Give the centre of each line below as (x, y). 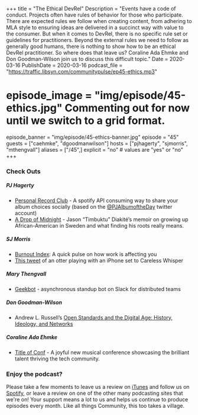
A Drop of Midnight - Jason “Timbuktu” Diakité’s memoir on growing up (101, 219)
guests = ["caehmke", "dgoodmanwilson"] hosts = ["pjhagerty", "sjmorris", (97, 143)
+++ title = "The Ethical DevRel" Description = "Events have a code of (91, 9)
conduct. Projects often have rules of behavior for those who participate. (95, 15)
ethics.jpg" (34, 108)
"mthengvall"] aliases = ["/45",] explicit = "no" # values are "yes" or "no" (95, 149)
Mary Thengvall (26, 274)
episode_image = (49, 96)
